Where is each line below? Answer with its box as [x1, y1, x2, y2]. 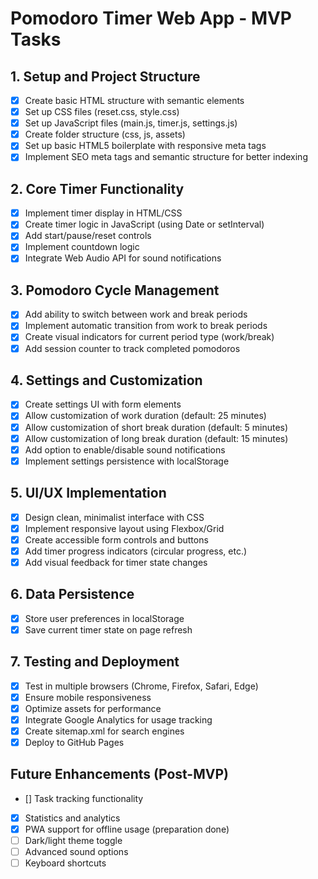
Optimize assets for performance [24, 702, 162, 714]
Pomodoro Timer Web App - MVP [10, 7, 293, 30]
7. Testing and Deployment [10, 653, 180, 671]
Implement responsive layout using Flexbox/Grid [24, 522, 225, 534]
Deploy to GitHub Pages [24, 736, 125, 748]
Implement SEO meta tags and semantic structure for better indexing [24, 151, 308, 163]
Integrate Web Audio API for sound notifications [24, 252, 222, 264]
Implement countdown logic [24, 241, 140, 253]
